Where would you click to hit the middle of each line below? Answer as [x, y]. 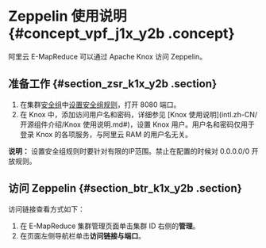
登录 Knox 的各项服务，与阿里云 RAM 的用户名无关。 [106, 134]
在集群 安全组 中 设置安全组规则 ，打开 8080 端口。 [100, 105]
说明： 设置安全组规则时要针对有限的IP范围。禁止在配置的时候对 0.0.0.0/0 [129, 151]
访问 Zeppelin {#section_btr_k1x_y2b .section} [125, 188]
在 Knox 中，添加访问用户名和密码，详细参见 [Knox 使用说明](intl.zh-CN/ [139, 114]
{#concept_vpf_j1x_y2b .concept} [122, 34]
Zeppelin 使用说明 [67, 16]
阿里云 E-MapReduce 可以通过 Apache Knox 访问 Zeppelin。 [107, 56]
